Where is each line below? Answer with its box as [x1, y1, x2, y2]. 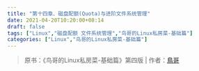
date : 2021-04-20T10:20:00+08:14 [7, 17, 104, 24]
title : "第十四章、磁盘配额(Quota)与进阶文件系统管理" [7, 10, 151, 17]
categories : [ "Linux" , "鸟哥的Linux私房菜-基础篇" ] [7, 36, 148, 43]
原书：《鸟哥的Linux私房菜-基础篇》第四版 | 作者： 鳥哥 [24, 56, 180, 65]
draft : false [7, 23, 45, 30]
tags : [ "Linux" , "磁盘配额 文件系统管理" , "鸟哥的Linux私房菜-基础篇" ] [7, 29, 193, 37]
